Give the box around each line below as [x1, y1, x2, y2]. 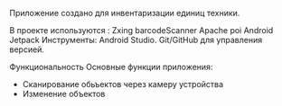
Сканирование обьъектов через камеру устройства [22, 79, 224, 89]
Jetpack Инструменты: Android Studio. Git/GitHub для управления [9, 35, 263, 45]
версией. [9, 44, 45, 55]
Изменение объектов [22, 89, 106, 99]
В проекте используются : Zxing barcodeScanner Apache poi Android [9, 25, 274, 35]
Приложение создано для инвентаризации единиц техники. [9, 8, 240, 18]
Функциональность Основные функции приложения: [9, 62, 213, 72]
